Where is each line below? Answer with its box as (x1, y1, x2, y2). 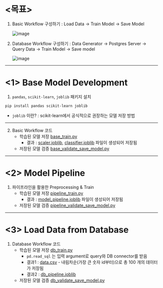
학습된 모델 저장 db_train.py (19, 247, 73, 253)
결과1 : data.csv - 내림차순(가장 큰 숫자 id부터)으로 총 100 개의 (26, 259, 145, 265)
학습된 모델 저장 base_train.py (19, 134, 78, 139)
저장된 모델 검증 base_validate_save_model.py (19, 146, 110, 152)
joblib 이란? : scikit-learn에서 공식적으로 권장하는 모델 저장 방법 (12, 112, 135, 119)
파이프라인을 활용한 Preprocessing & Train (12, 184, 94, 190)
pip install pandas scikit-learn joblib (5, 103, 88, 108)
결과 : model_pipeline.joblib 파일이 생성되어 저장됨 (26, 196, 123, 202)
